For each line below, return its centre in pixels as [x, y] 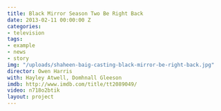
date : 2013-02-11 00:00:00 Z [49, 20]
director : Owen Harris [40, 71]
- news [17, 52]
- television [26, 33]
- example [21, 46]
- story [18, 59]
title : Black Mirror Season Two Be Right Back [75, 13]
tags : [15, 39]
